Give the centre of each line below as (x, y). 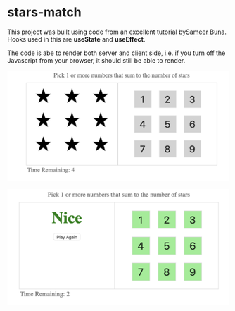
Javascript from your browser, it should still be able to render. (96, 60)
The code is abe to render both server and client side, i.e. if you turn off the (116, 53)
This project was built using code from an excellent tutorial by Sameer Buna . (117, 32)
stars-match (45, 12)
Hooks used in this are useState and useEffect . (76, 39)
